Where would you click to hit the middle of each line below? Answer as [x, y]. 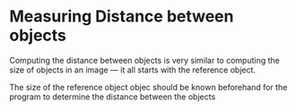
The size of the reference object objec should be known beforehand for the [148, 87]
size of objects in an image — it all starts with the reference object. [133, 70]
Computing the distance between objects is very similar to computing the [144, 60]
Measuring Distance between [122, 17]
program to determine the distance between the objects [113, 97]
